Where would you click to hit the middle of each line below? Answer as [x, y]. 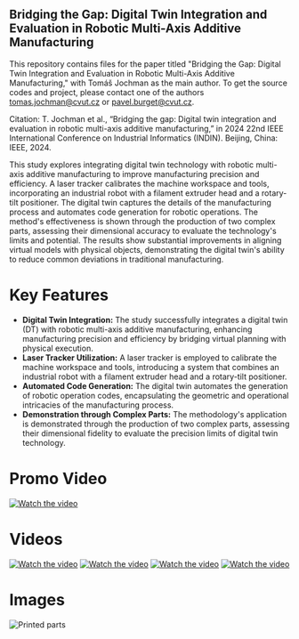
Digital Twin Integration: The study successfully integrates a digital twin [155, 319]
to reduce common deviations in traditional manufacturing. [117, 259]
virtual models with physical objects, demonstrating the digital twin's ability [147, 249]
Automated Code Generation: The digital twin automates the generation [155, 385]
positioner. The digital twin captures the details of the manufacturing [146, 202]
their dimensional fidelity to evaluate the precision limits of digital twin [150, 433]
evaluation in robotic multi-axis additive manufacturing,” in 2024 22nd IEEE [146, 128]
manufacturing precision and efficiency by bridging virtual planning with [154, 338]
